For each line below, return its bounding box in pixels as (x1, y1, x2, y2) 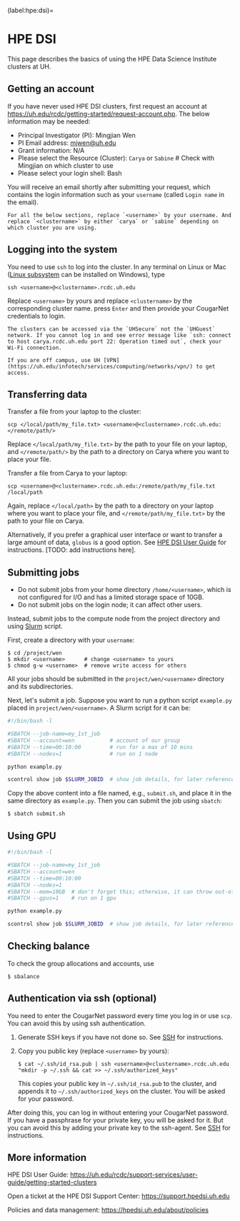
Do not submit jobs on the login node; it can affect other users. (17, 601, 202, 609)
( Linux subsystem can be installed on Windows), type (7, 270, 166, 278)
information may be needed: (7, 117, 91, 126)
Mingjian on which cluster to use (17, 161, 114, 170)
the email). (7, 198, 39, 206)
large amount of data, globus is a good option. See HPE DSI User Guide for (7, 538, 227, 547)
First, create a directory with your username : (7, 635, 135, 645)
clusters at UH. (7, 62, 51, 71)
